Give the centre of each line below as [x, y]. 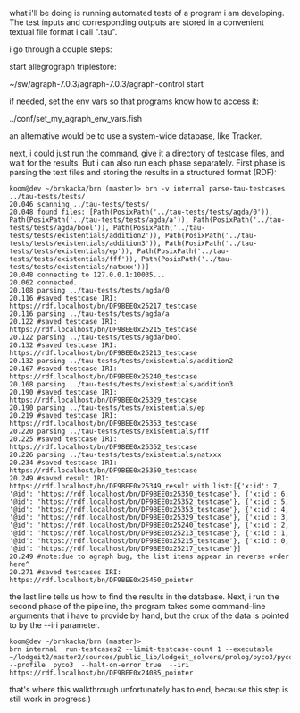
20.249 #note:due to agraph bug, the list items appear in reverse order [150, 556]
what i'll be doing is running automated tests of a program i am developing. [147, 13]
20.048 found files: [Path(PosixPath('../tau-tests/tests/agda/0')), [142, 212]
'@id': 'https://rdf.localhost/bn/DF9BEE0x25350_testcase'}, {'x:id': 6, [150, 494]
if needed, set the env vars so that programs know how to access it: [134, 101]
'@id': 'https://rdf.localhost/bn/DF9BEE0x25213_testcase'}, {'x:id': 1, [150, 533]
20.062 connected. [43, 283]
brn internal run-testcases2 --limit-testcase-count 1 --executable [142, 649]
